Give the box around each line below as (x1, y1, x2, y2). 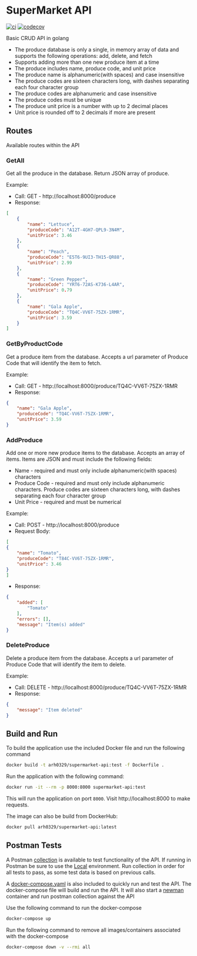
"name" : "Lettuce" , (27, 221, 75, 227)
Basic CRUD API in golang (6, 34, 69, 41)
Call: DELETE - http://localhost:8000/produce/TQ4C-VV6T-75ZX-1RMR (14, 684, 187, 691)
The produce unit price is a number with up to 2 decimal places (14, 102, 168, 109)
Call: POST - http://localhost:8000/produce (14, 521, 119, 529)
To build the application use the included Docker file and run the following (6, 744, 185, 752)
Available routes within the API (6, 141, 80, 148)
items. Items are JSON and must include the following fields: (6, 456, 152, 463)
